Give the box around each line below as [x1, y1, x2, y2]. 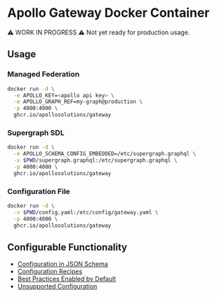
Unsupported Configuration [17, 282, 98, 291]
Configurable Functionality [7, 241, 128, 253]
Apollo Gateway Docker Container [7, 5, 210, 21]
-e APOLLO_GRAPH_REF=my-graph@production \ [13, 98, 143, 106]
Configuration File [7, 186, 70, 196]
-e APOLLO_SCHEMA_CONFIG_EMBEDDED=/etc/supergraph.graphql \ [13, 151, 197, 158]
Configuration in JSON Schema [17, 260, 109, 268]
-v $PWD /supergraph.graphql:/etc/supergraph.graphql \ [13, 157, 178, 164]
